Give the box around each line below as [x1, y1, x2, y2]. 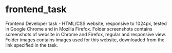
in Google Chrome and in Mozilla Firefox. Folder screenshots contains [5, 25, 152, 32]
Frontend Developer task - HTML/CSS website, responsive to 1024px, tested [5, 20, 167, 26]
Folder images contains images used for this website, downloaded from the [5, 37, 165, 43]
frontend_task [5, 4, 67, 15]
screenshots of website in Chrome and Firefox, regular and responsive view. [5, 31, 166, 37]
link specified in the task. [5, 42, 58, 48]
